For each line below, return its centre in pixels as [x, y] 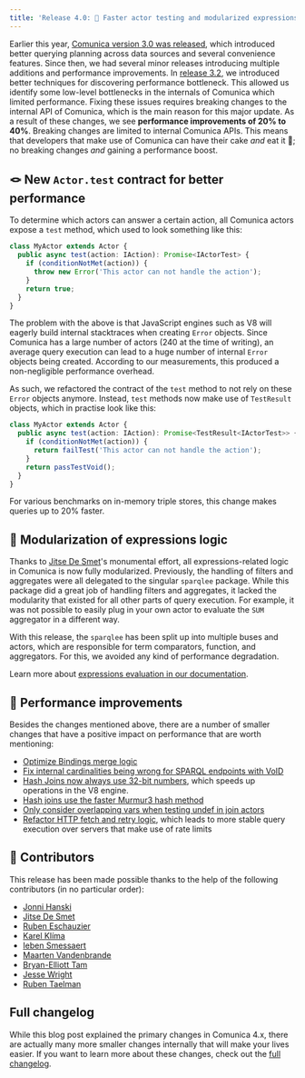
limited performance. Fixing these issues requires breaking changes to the [148, 102]
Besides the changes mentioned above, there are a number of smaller [140, 724]
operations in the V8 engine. [75, 791]
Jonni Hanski [47, 906]
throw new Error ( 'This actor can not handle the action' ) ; [147, 272]
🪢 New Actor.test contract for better [117, 180]
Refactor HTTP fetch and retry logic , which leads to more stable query [154, 820]
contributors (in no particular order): [77, 889]
